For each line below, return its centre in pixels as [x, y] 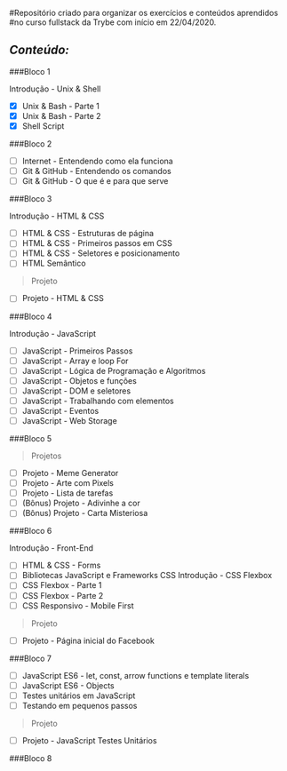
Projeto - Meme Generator [70, 473]
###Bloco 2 [31, 144]
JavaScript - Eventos [60, 410]
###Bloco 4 [31, 316]
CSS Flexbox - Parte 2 [63, 595]
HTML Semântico [54, 263]
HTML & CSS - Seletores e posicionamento [101, 253]
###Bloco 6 [31, 531]
